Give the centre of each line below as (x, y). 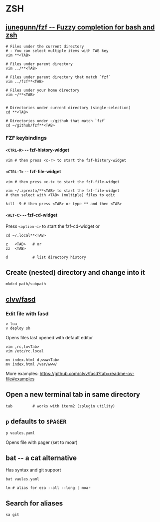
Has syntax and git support (33, 470)
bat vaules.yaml (22, 479)
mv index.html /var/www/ (31, 364)
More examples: (22, 374)
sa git (12, 515)
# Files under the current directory (45, 47)
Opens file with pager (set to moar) (42, 442)
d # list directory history (46, 257)
